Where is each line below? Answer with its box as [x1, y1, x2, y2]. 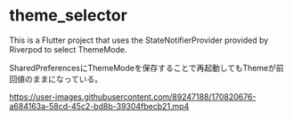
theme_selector [9, 5, 127, 26]
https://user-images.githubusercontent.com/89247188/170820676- [9, 91, 256, 102]
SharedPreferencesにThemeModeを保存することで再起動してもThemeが [9, 62, 277, 73]
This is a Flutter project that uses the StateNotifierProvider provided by [9, 35, 269, 45]
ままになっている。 [32, 73, 103, 84]
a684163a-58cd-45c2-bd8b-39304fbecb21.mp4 [9, 100, 190, 111]
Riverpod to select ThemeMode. [9, 44, 127, 54]
